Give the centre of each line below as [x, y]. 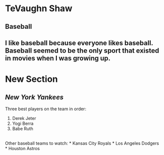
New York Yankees [34, 97]
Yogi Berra [23, 123]
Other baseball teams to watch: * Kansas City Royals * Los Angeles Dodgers [82, 143]
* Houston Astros [23, 148]
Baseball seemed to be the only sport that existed [82, 50]
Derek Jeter [24, 118]
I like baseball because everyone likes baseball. [79, 43]
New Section [32, 79]
